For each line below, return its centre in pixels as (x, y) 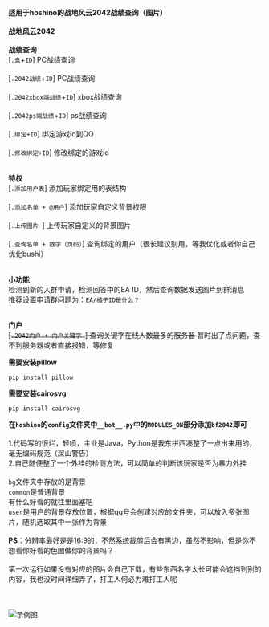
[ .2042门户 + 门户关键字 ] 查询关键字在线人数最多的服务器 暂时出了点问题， (131, 335)
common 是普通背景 (37, 492)
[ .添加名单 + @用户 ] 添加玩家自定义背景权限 (77, 207)
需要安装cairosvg (37, 393)
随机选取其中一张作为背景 (64, 522)
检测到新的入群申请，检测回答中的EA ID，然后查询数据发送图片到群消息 (126, 289)
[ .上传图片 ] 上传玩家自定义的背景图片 (70, 225)
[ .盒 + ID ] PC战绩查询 (41, 60)
